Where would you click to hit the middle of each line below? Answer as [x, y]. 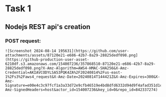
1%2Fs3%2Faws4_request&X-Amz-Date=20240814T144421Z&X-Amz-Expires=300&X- [83, 77]
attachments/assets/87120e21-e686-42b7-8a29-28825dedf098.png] [72, 55]
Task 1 [18, 9]
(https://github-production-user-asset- [47, 60]
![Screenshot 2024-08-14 [31, 51]
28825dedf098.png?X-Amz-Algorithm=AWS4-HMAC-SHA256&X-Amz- [67, 68]
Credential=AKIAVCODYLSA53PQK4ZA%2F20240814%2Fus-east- [64, 72]
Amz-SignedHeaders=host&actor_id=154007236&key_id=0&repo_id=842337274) [82, 90]
